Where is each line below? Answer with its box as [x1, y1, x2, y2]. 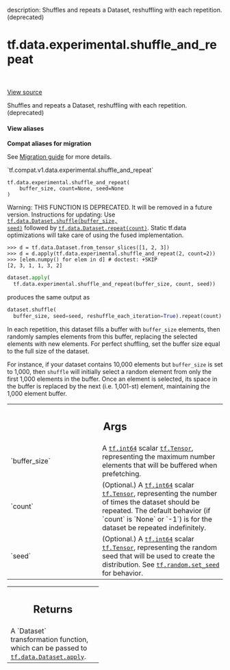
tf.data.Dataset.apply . [10, 652, 87, 661]
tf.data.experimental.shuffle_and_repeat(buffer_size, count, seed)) [13, 281, 216, 288]
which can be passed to [10, 643, 88, 653]
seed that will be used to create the [102, 551, 216, 561]
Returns [33, 602, 73, 616]
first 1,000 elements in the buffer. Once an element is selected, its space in [7, 375, 218, 383]
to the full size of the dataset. [7, 347, 90, 355]
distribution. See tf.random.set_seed [102, 560, 220, 569]
